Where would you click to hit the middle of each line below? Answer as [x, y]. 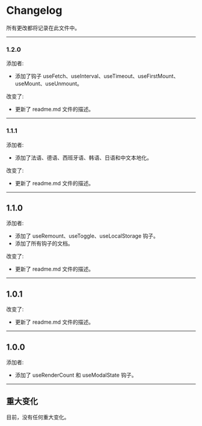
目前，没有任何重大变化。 [38, 417]
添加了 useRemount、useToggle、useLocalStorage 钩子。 [87, 236]
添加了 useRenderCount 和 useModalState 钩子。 [76, 375]
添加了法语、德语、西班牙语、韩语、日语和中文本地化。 [83, 158]
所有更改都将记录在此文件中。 [43, 28]
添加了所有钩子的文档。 [44, 244]
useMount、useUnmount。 [49, 84]
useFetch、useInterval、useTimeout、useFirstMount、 [111, 76]
